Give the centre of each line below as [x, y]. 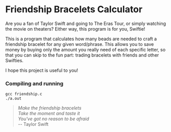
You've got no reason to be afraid [54, 119]
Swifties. [15, 60]
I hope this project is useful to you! [42, 70]
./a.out [14, 99]
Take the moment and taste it [49, 114]
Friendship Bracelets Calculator [74, 9]
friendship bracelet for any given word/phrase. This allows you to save [80, 44]
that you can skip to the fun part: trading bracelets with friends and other [82, 55]
